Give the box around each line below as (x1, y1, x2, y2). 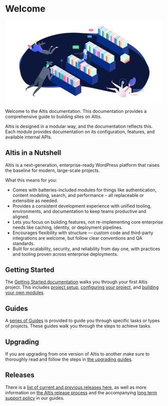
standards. (12, 240, 35, 246)
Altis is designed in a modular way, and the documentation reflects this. (5, 123, 153, 129)
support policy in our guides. (5, 395, 65, 401)
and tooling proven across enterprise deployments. (12, 251, 118, 257)
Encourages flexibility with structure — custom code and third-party (12, 230, 153, 236)
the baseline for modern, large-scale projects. (5, 167, 100, 173)
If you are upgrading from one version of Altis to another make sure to (5, 351, 150, 357)
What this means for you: (5, 177, 57, 183)
